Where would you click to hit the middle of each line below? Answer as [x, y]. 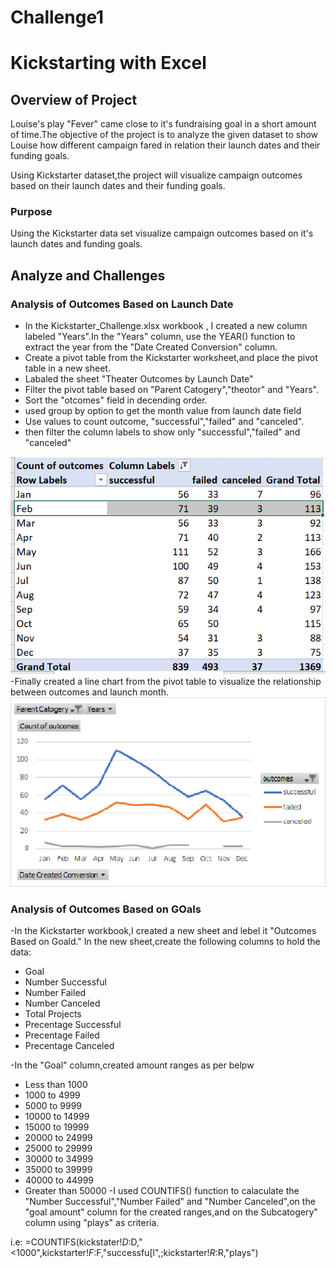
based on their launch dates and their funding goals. [118, 186]
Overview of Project [74, 99]
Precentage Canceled [69, 1046]
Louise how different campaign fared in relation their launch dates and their [165, 145]
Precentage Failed [62, 1035]
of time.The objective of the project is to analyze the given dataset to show [164, 135]
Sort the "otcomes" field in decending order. [116, 400]
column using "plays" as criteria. [92, 1223]
